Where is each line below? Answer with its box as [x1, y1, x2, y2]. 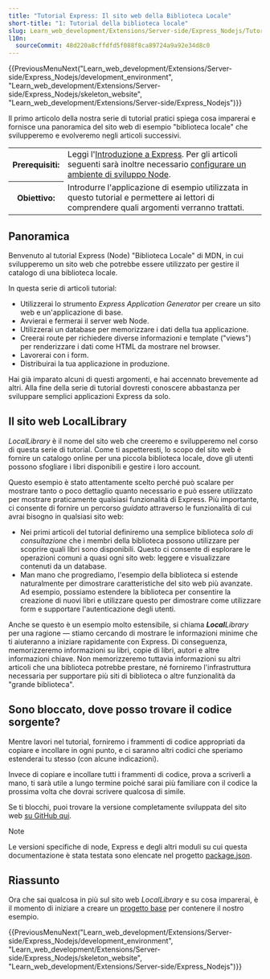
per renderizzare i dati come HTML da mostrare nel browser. [19, 341, 221, 351]
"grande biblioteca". [8, 679, 75, 689]
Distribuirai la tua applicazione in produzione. [19, 359, 170, 368]
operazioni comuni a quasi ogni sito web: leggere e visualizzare [19, 553, 231, 562]
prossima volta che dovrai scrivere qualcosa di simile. [8, 786, 186, 796]
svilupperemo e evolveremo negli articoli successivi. [8, 130, 182, 141]
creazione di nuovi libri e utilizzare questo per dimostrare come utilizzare [19, 595, 261, 605]
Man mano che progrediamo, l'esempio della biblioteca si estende [19, 570, 239, 579]
